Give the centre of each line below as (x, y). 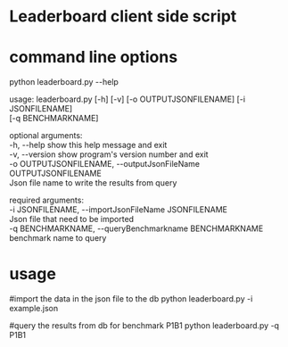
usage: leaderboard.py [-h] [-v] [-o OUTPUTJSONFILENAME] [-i (128, 99)
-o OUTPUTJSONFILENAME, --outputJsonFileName (105, 164)
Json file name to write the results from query (93, 183)
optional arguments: (46, 136)
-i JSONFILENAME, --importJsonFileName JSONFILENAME (119, 210)
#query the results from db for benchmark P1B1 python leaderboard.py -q (144, 326)
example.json (34, 309)
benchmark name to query (58, 238)
